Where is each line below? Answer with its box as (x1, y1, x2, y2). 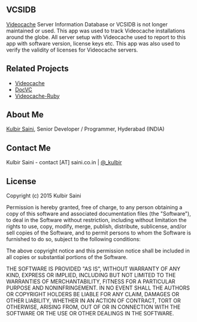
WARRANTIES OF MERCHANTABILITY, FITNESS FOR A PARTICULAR (6, 278, 175, 285)
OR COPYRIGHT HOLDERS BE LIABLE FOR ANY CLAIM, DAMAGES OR (6, 291, 180, 298)
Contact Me (6, 143, 51, 153)
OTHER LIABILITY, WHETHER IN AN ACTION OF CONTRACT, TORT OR (6, 297, 181, 305)
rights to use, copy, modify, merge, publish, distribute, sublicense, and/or (6, 223, 187, 230)
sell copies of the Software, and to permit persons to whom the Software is (6, 229, 192, 236)
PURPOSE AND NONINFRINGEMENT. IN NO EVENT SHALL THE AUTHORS (6, 284, 190, 291)
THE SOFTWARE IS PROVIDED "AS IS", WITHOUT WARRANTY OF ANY (6, 265, 181, 272)
